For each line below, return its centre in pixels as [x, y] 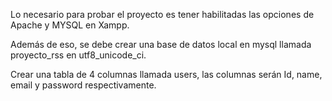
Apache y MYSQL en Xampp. [70, 25]
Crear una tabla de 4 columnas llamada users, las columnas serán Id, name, [166, 74]
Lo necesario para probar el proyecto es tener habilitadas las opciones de [162, 14]
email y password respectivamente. [83, 85]
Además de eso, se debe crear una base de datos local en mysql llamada [161, 44]
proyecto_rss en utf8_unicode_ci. [78, 55]
